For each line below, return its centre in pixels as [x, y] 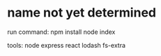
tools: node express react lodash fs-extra [67, 45]
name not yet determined [82, 13]
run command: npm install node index [61, 32]
